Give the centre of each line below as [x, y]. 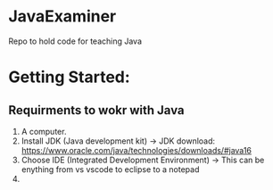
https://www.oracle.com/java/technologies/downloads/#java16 [136, 150]
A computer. [44, 131]
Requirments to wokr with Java [96, 110]
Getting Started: [69, 77]
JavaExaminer [62, 17]
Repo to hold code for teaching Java [75, 41]
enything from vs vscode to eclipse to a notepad [110, 169]
